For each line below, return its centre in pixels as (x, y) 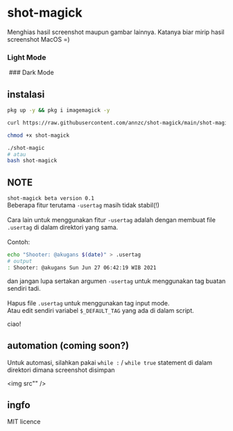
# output (20, 261)
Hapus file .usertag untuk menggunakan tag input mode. (88, 303)
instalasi (26, 94)
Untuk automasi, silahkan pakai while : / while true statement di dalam (110, 362)
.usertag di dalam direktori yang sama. (63, 228)
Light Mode (27, 57)
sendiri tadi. (24, 288)
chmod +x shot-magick (38, 135)
